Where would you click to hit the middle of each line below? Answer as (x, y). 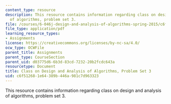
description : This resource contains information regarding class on (81, 15)
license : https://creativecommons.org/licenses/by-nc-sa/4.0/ (73, 43)
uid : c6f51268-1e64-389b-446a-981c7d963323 (52, 76)
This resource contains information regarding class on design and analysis (83, 90)
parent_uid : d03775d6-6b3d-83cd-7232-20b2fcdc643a (60, 62)
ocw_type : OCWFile (25, 48)
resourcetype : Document (31, 66)
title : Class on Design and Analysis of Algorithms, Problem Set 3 (78, 72)
